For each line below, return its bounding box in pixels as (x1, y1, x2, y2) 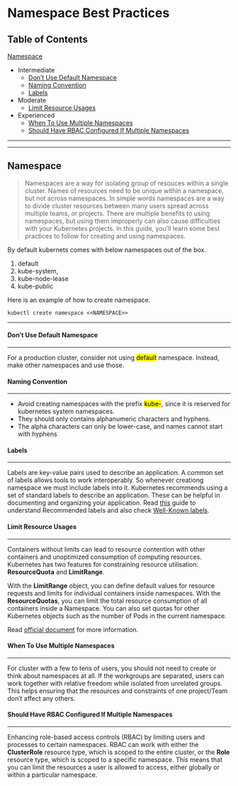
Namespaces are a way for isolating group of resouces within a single (24, 179, 229, 187)
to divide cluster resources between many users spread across (24, 201, 209, 210)
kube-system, (17, 266, 59, 275)
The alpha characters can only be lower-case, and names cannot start (17, 422, 223, 431)
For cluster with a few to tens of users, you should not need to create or (7, 664, 217, 672)
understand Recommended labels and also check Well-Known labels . (7, 506, 210, 515)
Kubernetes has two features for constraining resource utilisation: (7, 560, 199, 569)
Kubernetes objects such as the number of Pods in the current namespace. (7, 611, 227, 620)
